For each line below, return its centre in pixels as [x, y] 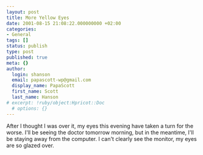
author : [16, 69]
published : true [27, 57]
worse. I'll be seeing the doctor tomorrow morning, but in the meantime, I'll [100, 132]
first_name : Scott [35, 92]
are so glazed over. [30, 145]
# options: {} [30, 108]
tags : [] [17, 40]
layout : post [23, 12]
